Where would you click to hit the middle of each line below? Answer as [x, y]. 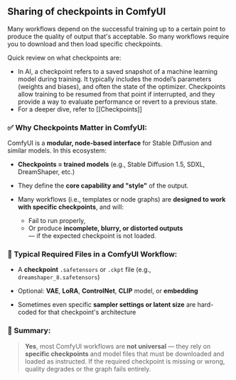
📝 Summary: [29, 331]
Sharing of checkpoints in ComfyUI [87, 12]
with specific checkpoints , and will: [71, 207]
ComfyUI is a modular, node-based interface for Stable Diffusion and [109, 143]
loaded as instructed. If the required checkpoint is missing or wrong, [125, 361]
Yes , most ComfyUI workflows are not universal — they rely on [118, 346]
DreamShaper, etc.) [46, 172]
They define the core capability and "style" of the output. [103, 186]
